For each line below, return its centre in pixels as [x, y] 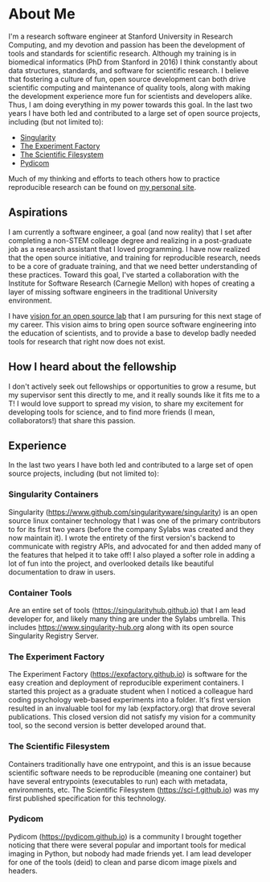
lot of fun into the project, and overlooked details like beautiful [111, 563]
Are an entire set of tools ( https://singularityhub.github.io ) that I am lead [127, 610]
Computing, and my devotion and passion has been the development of [127, 44]
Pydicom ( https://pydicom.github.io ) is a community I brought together [125, 836]
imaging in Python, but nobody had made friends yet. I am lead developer [130, 853]
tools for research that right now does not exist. [87, 341]
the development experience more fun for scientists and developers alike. [130, 96]
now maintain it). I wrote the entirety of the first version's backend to [122, 538]
